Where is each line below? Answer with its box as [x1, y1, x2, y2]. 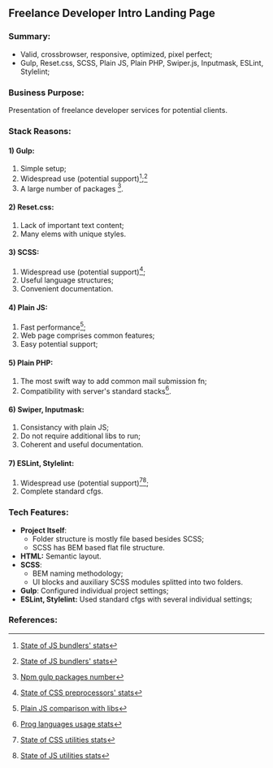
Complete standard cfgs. [19, 486, 104, 496]
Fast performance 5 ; [19, 321, 87, 332]
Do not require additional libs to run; [19, 431, 141, 441]
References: [8, 615, 58, 626]
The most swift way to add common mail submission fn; [19, 376, 207, 386]
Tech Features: [8, 507, 69, 518]
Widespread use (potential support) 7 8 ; [19, 477, 149, 488]
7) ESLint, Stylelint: [8, 459, 75, 468]
